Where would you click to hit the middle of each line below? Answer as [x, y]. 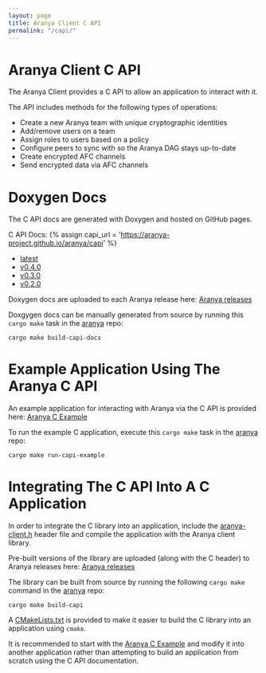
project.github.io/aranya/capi [56, 243]
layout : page [30, 16]
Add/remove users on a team [67, 131]
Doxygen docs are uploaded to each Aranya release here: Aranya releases [130, 299]
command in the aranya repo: [57, 591]
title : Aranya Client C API [55, 23]
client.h [21, 534]
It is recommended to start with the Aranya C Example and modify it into [126, 644]
